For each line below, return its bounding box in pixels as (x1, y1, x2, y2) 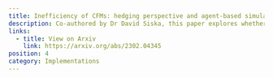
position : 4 (8, 50, 49, 58)
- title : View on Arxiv (15, 34, 96, 43)
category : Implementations (8, 58, 100, 66)
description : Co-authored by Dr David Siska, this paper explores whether (8, 19, 267, 28)
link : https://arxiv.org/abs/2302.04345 (23, 42, 162, 50)
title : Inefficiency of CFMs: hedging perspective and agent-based (8, 11, 242, 20)
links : (8, 27, 31, 35)
